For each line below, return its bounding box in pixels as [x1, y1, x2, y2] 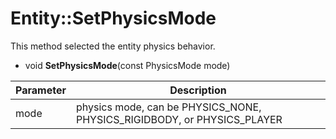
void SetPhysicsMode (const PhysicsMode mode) [24, 59, 231, 71]
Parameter [15, 83, 67, 97]
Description [169, 83, 227, 97]
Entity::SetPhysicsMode [10, 7, 217, 30]
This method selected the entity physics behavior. [10, 40, 216, 52]
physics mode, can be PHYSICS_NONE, [75, 100, 262, 114]
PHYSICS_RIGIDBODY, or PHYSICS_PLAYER [75, 112, 283, 126]
